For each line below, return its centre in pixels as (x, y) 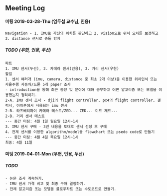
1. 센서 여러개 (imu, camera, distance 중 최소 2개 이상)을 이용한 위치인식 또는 (81, 79)
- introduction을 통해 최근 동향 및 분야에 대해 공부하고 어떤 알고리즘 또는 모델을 (81, 90)
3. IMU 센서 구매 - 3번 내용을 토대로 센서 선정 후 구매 (56, 127)
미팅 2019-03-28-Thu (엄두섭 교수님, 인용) (48, 21)
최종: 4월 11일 (19, 142)
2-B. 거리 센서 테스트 (25, 116)
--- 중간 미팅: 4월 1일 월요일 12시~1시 (42, 121)
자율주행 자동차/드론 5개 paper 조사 (38, 84)
